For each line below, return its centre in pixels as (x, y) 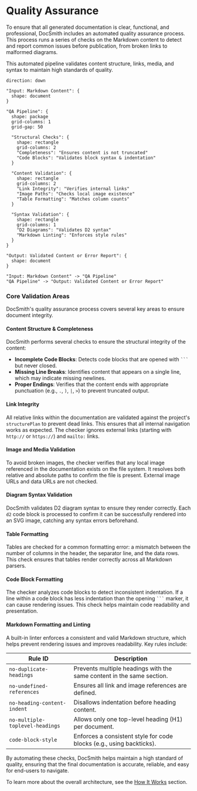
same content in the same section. (121, 676)
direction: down (26, 81)
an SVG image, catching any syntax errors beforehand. (72, 521)
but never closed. (36, 365)
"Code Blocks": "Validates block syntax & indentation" (86, 158)
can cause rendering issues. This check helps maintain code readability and (98, 605)
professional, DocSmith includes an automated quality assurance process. (96, 33)
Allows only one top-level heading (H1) (128, 719)
